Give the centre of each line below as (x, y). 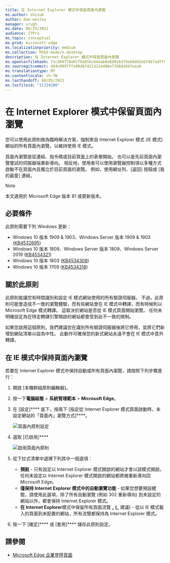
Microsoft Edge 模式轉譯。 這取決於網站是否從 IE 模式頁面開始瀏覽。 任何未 (84, 310)
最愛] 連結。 (22, 176)
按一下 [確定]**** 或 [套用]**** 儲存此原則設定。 (63, 524)
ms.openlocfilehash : (27, 62)
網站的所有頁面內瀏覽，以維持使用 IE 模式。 (51, 146)
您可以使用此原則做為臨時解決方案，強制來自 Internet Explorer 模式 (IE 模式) (84, 139)
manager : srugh (21, 24)
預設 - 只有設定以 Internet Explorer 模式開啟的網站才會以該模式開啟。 (92, 469)
